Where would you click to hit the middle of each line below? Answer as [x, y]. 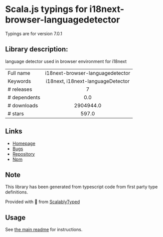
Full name [19, 73]
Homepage [24, 143]
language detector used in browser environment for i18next [66, 61]
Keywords [19, 81]
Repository [23, 154]
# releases [20, 89]
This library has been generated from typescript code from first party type [81, 187]
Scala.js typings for [46, 9]
